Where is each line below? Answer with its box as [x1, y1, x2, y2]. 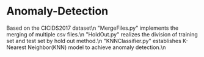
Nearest [6, 44, 26, 51]
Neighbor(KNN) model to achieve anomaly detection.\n [27, 44, 166, 51]
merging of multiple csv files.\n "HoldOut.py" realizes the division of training [6, 30, 199, 38]
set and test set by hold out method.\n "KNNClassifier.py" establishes [6, 37, 181, 44]
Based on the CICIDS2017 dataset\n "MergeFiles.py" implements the [6, 24, 179, 32]
